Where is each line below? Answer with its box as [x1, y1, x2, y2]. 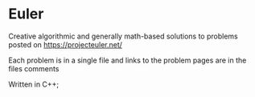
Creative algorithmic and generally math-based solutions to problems [8, 31, 239, 41]
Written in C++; [8, 79, 60, 89]
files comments [8, 63, 60, 73]
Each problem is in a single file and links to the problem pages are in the [8, 55, 247, 65]
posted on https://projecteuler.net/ [8, 39, 123, 49]
